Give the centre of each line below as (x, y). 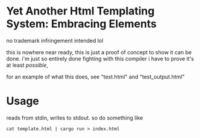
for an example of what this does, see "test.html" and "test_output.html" (95, 77)
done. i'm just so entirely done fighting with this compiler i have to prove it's (100, 58)
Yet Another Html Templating (80, 11)
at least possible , (27, 65)
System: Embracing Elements (82, 24)
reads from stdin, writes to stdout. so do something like (75, 118)
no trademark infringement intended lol (55, 40)
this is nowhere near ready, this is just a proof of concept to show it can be (99, 52)
